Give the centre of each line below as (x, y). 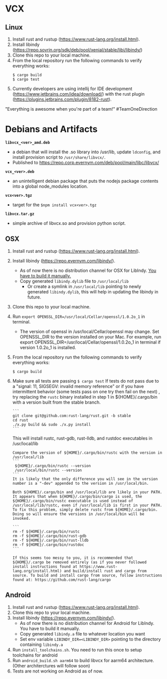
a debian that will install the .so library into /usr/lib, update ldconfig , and (86, 152)
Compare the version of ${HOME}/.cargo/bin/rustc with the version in (87, 453)
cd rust (20, 420)
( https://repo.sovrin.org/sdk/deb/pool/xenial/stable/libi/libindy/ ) (78, 50)
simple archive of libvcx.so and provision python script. (69, 223)
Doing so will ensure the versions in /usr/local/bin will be (78, 514)
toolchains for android (35, 655)
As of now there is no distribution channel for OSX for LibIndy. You (88, 270)
